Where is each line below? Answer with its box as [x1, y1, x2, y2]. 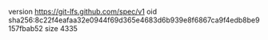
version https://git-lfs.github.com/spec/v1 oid [8, 7, 158, 16]
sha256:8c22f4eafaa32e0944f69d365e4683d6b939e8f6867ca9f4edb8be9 [8, 15, 260, 25]
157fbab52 [8, 24, 44, 33]
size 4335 [45, 24, 78, 33]
